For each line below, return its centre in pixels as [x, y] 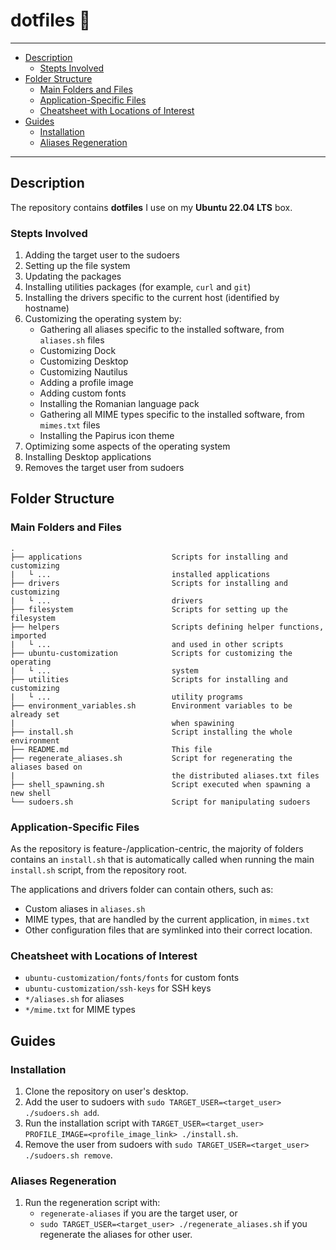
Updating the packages [73, 276]
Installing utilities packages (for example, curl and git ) [138, 287]
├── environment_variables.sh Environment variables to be [151, 705]
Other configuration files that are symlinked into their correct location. [168, 930]
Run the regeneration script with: [92, 1203]
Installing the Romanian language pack [119, 404]
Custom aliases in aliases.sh [85, 909]
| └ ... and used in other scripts [147, 644]
